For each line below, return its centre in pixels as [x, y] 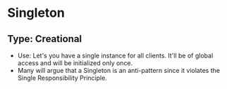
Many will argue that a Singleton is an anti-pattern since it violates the [119, 70]
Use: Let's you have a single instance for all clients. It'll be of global [115, 55]
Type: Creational [45, 39]
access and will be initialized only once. [75, 63]
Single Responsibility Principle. [62, 78]
